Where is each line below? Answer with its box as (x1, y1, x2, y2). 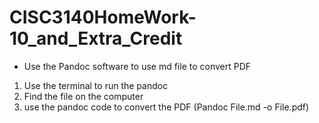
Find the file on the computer (23, 90, 144, 102)
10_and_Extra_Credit (9, 27, 183, 50)
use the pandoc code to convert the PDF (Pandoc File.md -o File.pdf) (23, 101, 310, 113)
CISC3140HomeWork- (9, 6, 197, 29)
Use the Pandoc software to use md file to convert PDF (23, 60, 252, 72)
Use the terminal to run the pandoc (23, 79, 169, 91)
